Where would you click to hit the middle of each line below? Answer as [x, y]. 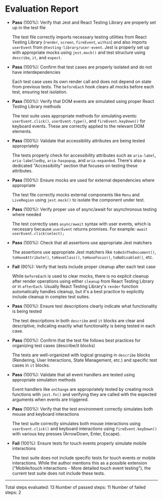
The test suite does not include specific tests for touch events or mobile [84, 458]
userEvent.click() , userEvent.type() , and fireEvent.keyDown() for [79, 121]
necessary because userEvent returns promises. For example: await [80, 229]
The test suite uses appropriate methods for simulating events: [74, 116]
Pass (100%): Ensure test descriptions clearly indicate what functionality [85, 306]
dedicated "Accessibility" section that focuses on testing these [75, 166]
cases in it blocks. [31, 365]
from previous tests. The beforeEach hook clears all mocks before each [83, 86]
